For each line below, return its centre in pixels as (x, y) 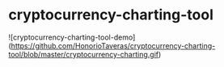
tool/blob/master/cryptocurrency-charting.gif (84, 54)
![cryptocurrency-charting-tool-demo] (72, 37)
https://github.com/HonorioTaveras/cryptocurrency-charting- (113, 45)
